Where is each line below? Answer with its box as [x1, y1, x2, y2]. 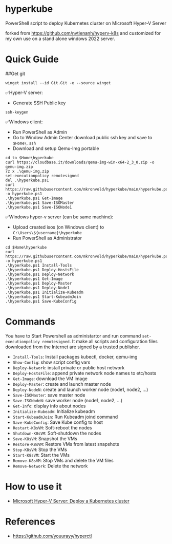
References [5, 516, 55, 527]
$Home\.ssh [12, 141, 36, 146]
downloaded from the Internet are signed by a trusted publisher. [5, 344, 140, 350]
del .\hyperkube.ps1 [5, 178, 50, 183]
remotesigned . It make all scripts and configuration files [41, 338, 158, 344]
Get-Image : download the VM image [12, 376, 88, 382]
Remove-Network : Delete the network [12, 463, 88, 469]
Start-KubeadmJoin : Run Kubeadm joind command [12, 414, 118, 420]
